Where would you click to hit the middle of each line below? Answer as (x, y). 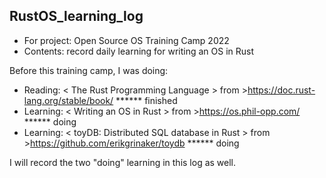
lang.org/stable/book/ (68, 100)
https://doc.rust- (281, 90)
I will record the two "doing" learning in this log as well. (123, 162)
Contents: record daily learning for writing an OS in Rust (139, 51)
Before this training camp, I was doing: (89, 70)
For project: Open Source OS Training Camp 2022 (126, 40)
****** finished (146, 100)
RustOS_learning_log (76, 16)
